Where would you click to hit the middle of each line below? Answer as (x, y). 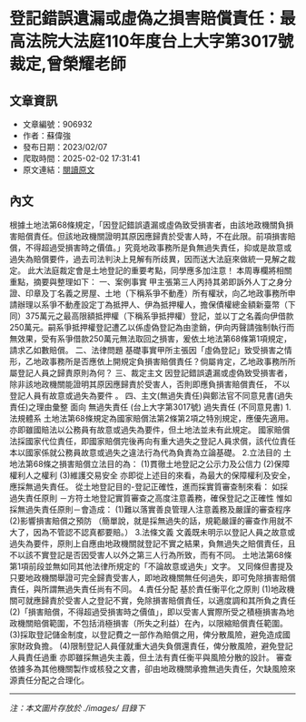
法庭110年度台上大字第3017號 (183, 41)
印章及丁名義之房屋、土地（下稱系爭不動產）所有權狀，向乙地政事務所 (156, 293)
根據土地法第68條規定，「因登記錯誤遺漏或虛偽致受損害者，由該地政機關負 (148, 225)
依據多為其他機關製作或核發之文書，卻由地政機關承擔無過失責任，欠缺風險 (148, 668)
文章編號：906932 (57, 124)
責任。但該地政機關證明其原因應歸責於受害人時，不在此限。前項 (153, 236)
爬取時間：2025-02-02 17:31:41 (81, 158)
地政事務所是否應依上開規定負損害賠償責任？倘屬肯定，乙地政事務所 (160, 361)
